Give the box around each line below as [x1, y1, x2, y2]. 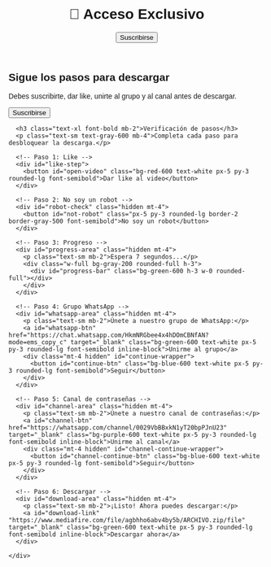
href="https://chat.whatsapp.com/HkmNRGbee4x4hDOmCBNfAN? [8, 331, 209, 339]
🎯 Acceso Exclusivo [68, 6, 205, 23]
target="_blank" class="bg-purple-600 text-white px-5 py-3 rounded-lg [8, 431, 256, 439]
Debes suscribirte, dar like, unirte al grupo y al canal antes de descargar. [8, 92, 238, 101]
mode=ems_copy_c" [8, 338, 68, 347]
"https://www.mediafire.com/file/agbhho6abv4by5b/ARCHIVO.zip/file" [8, 517, 246, 525]
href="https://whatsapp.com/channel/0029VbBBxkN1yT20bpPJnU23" [8, 424, 228, 432]
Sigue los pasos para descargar [8, 71, 170, 83]
